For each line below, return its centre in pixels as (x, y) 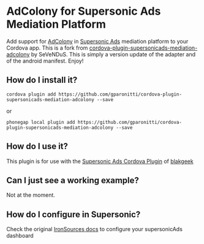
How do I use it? (37, 146)
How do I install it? (42, 80)
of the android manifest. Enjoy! (45, 61)
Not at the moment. (31, 195)
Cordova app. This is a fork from (47, 48)
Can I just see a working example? (73, 180)
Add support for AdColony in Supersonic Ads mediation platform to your (97, 41)
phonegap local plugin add (41, 122)
